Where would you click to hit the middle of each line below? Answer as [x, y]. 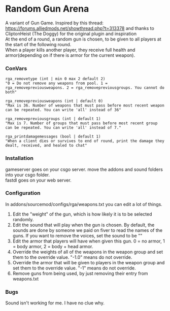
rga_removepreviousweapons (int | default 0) [54, 101]
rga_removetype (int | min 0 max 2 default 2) [55, 79]
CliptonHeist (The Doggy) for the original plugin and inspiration [71, 33]
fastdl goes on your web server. [39, 180]
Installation [20, 158]
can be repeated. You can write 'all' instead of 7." [63, 128]
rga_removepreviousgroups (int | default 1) [53, 119]
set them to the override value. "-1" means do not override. [74, 268]
